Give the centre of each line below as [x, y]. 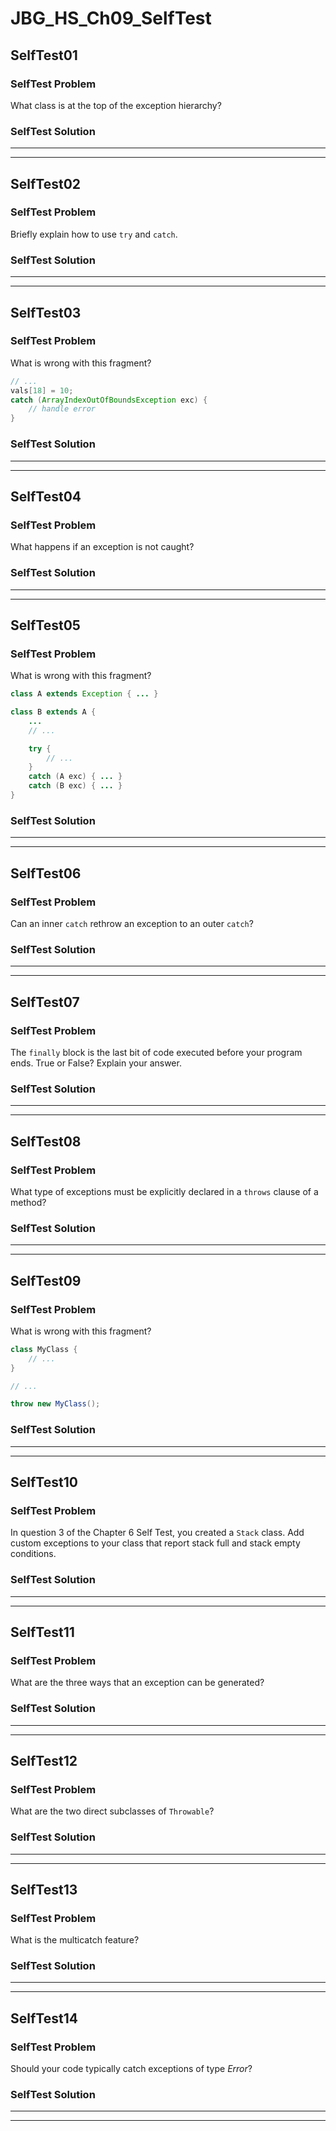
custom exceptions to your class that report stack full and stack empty [155, 1543]
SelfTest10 [44, 1482]
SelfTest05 [45, 625]
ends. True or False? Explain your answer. [96, 1063]
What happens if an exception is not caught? [102, 547]
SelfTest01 [44, 55]
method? [28, 1202]
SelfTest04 [46, 496]
